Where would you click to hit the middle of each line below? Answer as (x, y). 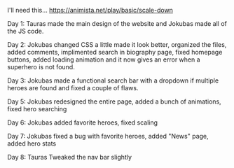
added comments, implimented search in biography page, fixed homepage (115, 52)
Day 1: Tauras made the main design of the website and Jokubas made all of (117, 23)
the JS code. (26, 31)
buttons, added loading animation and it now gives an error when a (104, 59)
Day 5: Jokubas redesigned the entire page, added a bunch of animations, (115, 101)
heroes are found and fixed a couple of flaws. (73, 88)
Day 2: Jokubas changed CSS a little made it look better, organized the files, (117, 44)
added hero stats (32, 143)
